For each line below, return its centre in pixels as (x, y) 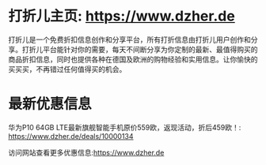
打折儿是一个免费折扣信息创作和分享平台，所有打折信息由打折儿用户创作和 (129, 39)
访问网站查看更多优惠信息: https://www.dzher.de (86, 152)
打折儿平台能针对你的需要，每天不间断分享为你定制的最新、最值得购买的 (140, 49)
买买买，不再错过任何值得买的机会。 (67, 69)
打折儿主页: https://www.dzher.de (122, 16)
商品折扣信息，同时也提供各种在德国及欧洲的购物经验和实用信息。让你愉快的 (133, 59)
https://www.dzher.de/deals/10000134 (71, 136)
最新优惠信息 (50, 104)
